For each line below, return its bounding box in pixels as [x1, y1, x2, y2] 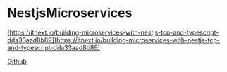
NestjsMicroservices [7, 5, 133, 21]
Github [7, 56, 27, 65]
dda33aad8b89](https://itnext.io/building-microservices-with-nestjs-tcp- [7, 35, 220, 44]
